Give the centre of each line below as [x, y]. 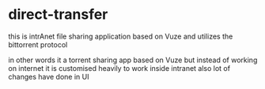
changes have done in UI [49, 76]
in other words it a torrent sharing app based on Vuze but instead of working [133, 60]
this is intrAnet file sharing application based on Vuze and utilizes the [121, 36]
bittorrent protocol [38, 44]
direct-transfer [58, 15]
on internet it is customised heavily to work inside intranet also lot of [119, 68]
